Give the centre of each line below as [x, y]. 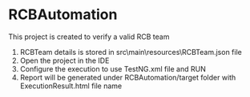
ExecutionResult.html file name [71, 86]
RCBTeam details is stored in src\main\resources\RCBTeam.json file [131, 52]
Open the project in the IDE [65, 60]
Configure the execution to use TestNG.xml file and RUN [113, 68]
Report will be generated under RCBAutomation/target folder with [128, 77]
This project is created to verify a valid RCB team [89, 37]
